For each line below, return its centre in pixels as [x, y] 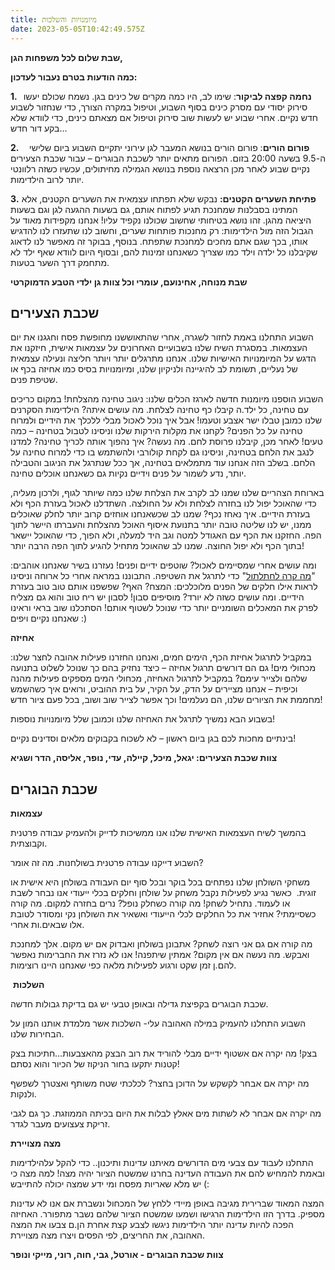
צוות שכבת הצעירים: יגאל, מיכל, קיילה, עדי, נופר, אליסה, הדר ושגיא [144, 758]
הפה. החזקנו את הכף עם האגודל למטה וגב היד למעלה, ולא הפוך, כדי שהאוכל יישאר [166, 535]
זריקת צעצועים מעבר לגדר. [60, 1124]
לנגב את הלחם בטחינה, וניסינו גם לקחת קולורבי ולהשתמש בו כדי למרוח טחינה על [162, 452]
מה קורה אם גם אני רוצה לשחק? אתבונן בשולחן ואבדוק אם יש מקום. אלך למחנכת [161, 944]
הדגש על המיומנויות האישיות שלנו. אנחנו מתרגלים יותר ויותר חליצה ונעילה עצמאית [163, 358]
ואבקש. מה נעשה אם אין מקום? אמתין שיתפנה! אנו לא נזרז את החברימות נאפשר [160, 955]
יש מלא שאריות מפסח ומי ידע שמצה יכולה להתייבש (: [110, 1184]
